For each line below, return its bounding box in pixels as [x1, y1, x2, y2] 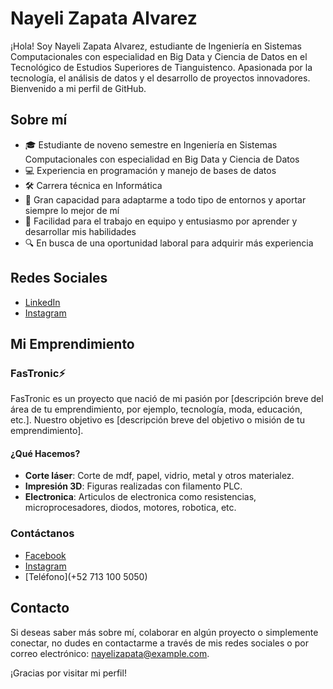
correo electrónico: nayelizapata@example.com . [10, 647, 210, 659]
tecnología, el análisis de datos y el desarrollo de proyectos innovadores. [10, 72, 311, 84]
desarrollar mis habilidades [24, 225, 137, 237]
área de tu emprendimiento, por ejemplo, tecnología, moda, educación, [10, 403, 303, 416]
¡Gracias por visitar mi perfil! [10, 667, 127, 679]
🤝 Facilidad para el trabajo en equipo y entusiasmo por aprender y [24, 215, 298, 227]
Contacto [10, 600, 70, 617]
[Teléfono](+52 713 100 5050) [24, 570, 148, 582]
